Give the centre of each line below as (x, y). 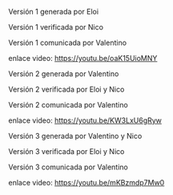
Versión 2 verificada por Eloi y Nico (66, 89)
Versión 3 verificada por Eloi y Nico (66, 151)
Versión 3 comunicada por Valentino (68, 167)
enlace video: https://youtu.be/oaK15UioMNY (83, 58)
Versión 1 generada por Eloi (53, 12)
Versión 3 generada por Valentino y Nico (75, 136)
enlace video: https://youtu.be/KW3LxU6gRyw (85, 120)
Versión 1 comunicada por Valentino (67, 43)
